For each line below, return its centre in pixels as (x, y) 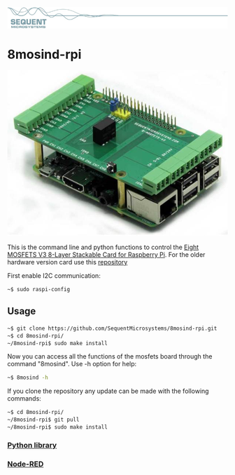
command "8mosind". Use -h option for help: (72, 364)
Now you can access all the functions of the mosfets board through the (110, 356)
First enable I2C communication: (54, 276)
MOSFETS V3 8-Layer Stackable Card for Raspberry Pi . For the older (106, 255)
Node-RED (26, 464)
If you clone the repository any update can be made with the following (108, 391)
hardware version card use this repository (67, 262)
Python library (32, 445)
